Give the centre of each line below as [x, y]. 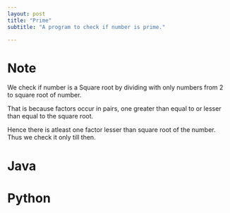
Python [29, 198]
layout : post [26, 14]
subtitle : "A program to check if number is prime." [86, 27]
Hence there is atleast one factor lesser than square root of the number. [112, 130]
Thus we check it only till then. [52, 138]
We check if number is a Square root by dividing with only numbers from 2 [115, 87]
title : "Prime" [30, 20]
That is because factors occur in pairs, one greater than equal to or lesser [114, 109]
